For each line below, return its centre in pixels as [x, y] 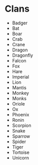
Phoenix [21, 114]
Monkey [21, 93]
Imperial [21, 77]
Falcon [19, 60]
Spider [19, 141]
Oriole [18, 104]
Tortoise [21, 152]
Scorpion [22, 125]
